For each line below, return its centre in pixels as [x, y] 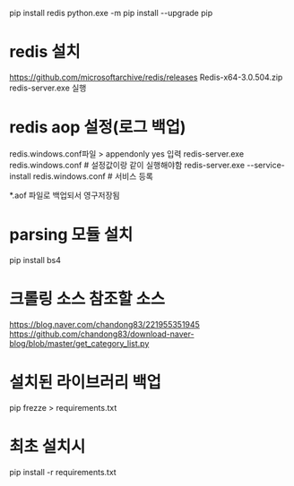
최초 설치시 [48, 446]
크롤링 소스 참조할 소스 [87, 299]
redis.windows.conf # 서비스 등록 [93, 176]
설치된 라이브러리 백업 [85, 382]
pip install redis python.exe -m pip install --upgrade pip [111, 13]
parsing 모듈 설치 [71, 235]
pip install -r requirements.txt [63, 472]
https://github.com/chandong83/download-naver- [102, 334]
